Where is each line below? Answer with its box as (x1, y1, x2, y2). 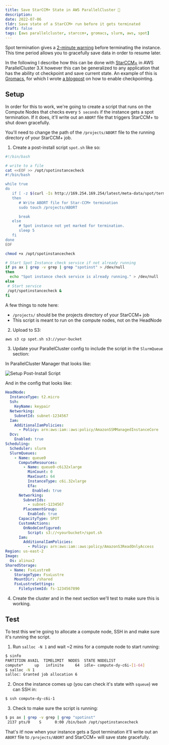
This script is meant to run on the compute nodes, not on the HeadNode (12, 317, 162, 323)
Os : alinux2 (10, 558, 35, 563)
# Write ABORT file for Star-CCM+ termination (18, 200, 118, 205)
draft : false (5, 26, 33, 31)
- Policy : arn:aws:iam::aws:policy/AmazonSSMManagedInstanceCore (18, 427, 158, 432)
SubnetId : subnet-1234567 (14, 413, 69, 418)
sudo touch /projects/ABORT (18, 205, 78, 210)
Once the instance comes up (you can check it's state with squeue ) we (12, 681, 158, 687)
